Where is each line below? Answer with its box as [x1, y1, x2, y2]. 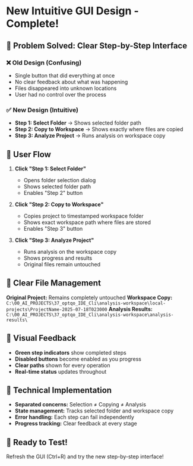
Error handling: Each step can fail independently [14, 414, 135, 421]
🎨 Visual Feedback [6, 333, 76, 343]
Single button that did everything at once [14, 72, 115, 79]
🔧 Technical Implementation [6, 386, 112, 395]
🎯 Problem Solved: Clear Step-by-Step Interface [6, 41, 188, 51]
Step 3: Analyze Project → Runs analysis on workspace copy [14, 132, 166, 139]
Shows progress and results [23, 254, 93, 262]
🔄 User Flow [6, 149, 52, 159]
